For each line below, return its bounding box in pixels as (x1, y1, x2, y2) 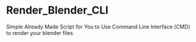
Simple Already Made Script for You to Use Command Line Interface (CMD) (6, 23, 191, 30)
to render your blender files (6, 29, 73, 36)
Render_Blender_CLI (6, 4, 109, 17)
